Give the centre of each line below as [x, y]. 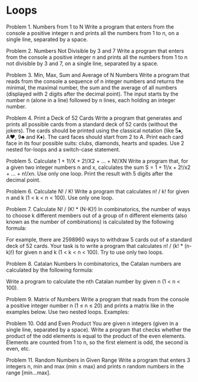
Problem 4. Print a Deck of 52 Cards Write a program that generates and [94, 118]
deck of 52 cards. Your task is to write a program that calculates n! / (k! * [95, 246]
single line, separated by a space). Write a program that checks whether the [98, 329]
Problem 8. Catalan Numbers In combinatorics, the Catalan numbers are [94, 263]
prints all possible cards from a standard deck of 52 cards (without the [92, 124]
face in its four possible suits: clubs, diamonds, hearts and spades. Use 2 [95, 143]
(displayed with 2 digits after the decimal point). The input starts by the [92, 94]
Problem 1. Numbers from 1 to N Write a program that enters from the [90, 27]
